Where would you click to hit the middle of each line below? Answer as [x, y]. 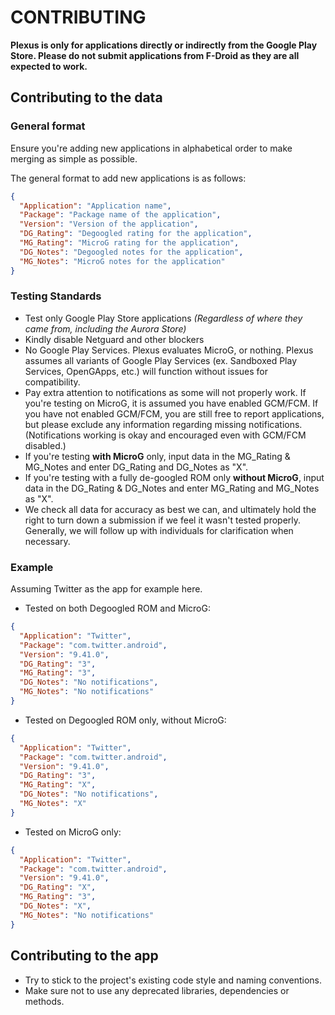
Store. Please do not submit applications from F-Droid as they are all [155, 55]
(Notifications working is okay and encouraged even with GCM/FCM [165, 435]
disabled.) [45, 445]
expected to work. [49, 66]
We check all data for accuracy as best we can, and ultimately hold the [170, 509]
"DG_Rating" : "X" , [58, 887]
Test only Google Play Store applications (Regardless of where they [163, 318]
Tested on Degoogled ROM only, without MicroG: [125, 720]
